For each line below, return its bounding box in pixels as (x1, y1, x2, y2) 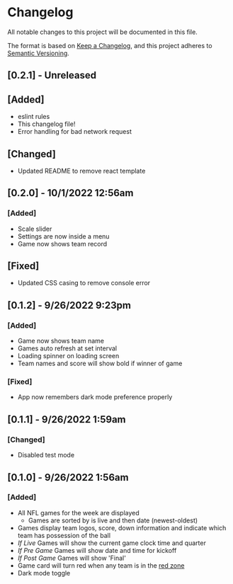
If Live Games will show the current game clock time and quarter (17, 539, 207, 547)
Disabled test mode (17, 451, 75, 459)
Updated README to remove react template (17, 166, 146, 175)
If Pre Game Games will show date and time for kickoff (17, 546, 177, 554)
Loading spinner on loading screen (17, 352, 120, 360)
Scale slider (17, 224, 52, 233)
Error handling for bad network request (17, 127, 132, 136)
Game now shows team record (17, 239, 108, 248)
